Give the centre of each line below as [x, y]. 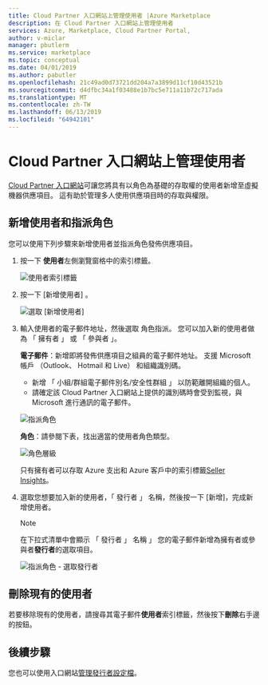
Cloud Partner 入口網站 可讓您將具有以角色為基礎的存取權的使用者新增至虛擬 [134, 185]
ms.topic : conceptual [44, 61]
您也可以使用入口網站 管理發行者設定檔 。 [75, 673]
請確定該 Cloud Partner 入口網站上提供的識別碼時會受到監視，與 [137, 392]
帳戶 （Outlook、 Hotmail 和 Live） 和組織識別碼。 [102, 365]
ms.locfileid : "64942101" [51, 120]
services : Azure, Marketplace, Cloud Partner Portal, [100, 30]
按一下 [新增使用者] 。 [56, 294]
